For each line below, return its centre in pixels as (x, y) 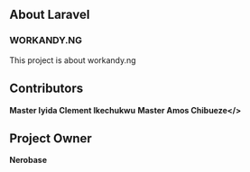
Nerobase (28, 160)
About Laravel (50, 15)
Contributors (46, 89)
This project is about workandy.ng (73, 60)
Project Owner (51, 138)
